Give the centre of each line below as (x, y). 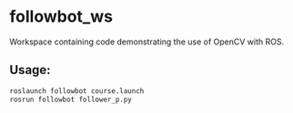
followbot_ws (61, 17)
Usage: (30, 70)
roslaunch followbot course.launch (77, 91)
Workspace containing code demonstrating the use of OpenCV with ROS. (147, 42)
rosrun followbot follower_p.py (71, 99)
